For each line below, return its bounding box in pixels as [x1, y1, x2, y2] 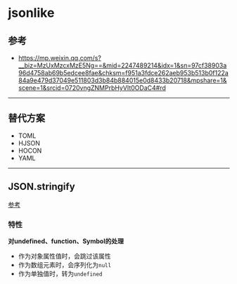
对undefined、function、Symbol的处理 [8, 237, 124, 245]
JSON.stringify [8, 181, 76, 193]
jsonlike [8, 5, 55, 21]
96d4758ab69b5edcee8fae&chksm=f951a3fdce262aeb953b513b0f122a [18, 69, 229, 77]
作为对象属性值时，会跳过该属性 [18, 252, 111, 260]
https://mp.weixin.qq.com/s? [18, 54, 101, 62]
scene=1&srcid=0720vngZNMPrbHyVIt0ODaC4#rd [18, 84, 166, 92]
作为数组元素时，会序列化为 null [18, 260, 112, 269]
